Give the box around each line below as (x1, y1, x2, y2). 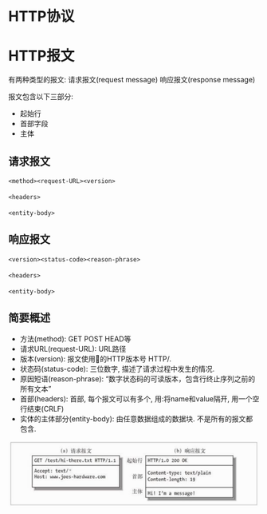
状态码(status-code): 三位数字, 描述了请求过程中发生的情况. (19, 364, 215, 373)
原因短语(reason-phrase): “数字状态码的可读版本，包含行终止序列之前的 (19, 373, 256, 384)
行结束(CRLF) (19, 404, 65, 413)
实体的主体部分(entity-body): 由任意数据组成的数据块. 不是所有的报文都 (19, 413, 253, 424)
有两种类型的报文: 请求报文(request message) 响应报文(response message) (8, 75, 256, 85)
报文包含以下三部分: (8, 92, 74, 102)
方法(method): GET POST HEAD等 (19, 333, 132, 344)
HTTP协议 (8, 7, 75, 26)
